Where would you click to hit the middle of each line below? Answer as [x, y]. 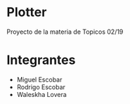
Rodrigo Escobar [41, 87]
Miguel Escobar [39, 79]
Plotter [27, 12]
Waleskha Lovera [42, 94]
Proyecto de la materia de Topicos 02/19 [65, 32]
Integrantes [41, 60]
